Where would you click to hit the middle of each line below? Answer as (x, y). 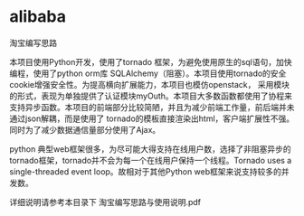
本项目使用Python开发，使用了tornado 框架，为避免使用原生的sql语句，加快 (151, 61)
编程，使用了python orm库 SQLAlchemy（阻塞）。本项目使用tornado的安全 (148, 73)
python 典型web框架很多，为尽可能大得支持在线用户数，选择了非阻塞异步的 (150, 149)
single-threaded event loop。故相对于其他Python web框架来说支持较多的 (146, 171)
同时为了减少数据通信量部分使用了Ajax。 (85, 129)
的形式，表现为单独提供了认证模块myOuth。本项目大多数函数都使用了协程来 (151, 96)
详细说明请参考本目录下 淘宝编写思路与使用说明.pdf (105, 202)
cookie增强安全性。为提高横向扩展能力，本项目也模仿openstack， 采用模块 (149, 84)
